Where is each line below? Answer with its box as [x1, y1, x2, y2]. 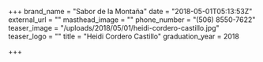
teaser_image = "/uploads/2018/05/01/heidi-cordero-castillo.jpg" [8, 24, 220, 32]
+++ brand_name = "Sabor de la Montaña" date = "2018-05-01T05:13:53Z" [8, 7, 253, 16]
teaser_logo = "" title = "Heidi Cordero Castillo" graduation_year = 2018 [8, 31, 239, 41]
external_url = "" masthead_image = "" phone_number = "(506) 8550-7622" [8, 15, 256, 24]
